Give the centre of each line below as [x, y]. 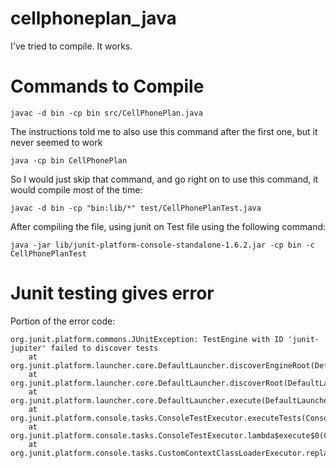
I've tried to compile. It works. [71, 46]
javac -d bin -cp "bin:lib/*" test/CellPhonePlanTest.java [136, 208]
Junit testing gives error [112, 293]
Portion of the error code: [63, 321]
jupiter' [28, 348]
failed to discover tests [104, 348]
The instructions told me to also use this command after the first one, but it [164, 131]
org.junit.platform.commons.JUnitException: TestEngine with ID [147, 339]
